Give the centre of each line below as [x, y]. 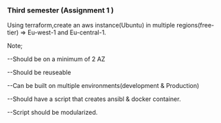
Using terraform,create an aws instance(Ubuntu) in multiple [91, 25]
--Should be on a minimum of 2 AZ [56, 59]
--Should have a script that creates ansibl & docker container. [94, 99]
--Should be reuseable [39, 72]
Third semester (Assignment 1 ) [61, 10]
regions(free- [195, 25]
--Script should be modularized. [53, 113]
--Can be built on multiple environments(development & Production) [103, 86]
